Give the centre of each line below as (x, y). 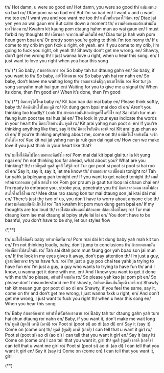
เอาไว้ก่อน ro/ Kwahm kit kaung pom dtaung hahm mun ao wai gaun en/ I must (82, 29)
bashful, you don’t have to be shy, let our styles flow (58, 220)
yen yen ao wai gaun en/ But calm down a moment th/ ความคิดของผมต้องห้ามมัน (81, 23)
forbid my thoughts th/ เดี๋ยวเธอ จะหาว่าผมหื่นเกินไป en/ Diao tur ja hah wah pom (80, 34)
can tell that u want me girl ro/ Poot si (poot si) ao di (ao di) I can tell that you (82, 346)
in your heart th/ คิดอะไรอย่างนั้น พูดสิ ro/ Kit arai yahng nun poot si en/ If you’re (81, 123)
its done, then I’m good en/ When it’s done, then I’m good (63, 92)
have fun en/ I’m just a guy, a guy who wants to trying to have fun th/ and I (80, 266)
